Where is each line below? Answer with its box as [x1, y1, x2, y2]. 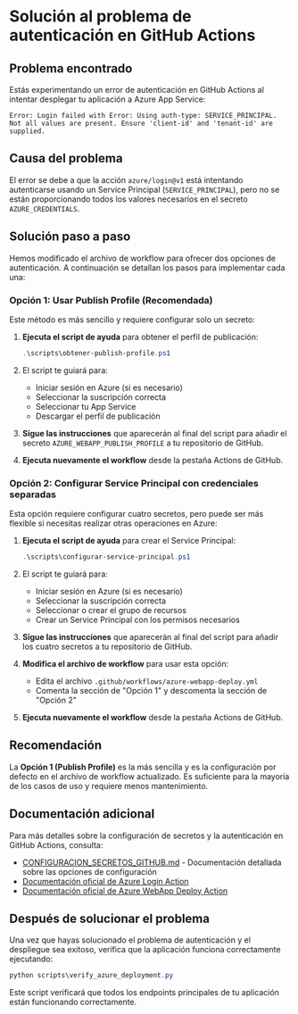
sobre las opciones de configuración [21, 866, 158, 877]
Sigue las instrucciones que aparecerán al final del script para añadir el [21, 428, 287, 438]
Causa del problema [9, 151, 123, 166]
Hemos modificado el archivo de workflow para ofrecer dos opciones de [9, 253, 277, 263]
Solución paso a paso [9, 229, 131, 245]
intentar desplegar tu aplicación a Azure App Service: [9, 94, 206, 104]
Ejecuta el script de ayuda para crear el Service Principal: [21, 536, 236, 546]
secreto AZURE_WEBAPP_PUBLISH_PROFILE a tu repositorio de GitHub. [21, 437, 264, 448]
